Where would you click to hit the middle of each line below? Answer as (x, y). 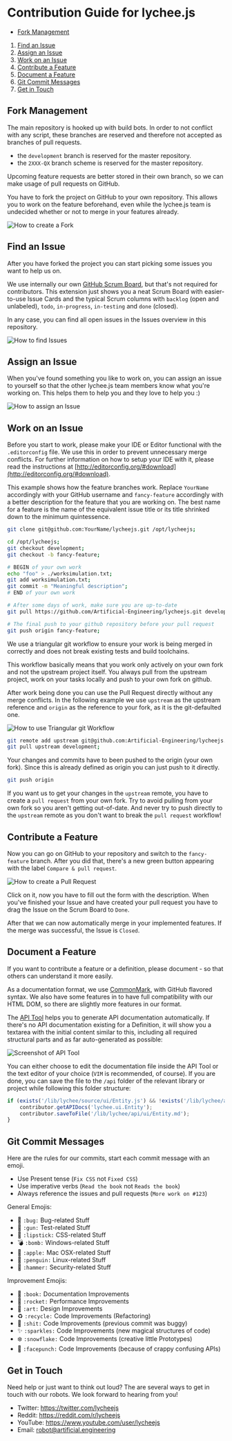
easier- (215, 291)
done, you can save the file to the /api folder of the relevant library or (106, 1081)
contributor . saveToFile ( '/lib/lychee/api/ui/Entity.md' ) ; (105, 1114)
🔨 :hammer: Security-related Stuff (64, 1267)
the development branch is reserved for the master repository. (104, 155)
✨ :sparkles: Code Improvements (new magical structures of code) (114, 1331)
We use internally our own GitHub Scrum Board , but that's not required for (113, 284)
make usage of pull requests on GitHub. (64, 184)
